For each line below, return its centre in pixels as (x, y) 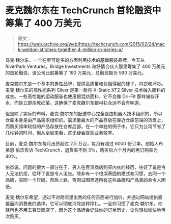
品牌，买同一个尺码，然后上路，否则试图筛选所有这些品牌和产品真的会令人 (83, 180)
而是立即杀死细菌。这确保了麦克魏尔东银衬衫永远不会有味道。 (79, 103)
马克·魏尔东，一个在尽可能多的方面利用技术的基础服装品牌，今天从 (75, 60)
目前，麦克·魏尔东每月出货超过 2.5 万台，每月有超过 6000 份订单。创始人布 (84, 143)
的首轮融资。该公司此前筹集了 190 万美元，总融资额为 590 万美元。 (76, 72)
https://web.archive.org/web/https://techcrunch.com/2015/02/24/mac (91, 44)
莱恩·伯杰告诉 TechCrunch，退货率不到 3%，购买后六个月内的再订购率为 (82, 150)
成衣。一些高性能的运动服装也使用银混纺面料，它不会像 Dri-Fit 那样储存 (80, 96)
